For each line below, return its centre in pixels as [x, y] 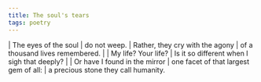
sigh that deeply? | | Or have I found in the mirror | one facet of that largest [129, 61]
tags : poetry [29, 23]
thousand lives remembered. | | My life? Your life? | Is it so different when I [129, 53]
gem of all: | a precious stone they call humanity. [86, 70]
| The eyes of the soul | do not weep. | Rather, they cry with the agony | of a [130, 45]
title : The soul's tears [49, 15]
